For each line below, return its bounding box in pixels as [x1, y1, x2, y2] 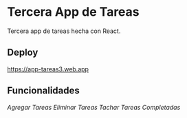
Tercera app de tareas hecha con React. [7, 27, 121, 35]
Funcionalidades [7, 85, 80, 97]
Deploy [7, 47, 38, 58]
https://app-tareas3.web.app [7, 64, 89, 73]
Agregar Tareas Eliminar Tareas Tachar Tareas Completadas [7, 103, 181, 111]
